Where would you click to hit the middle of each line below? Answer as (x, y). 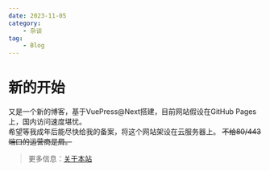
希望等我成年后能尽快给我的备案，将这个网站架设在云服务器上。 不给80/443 (135, 132)
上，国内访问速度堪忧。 (47, 122)
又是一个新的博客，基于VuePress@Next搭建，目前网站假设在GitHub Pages (132, 112)
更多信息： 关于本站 (60, 159)
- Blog (34, 46)
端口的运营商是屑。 (40, 142)
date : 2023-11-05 (37, 16)
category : (25, 23)
